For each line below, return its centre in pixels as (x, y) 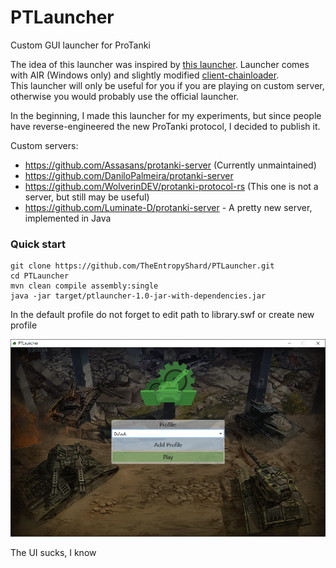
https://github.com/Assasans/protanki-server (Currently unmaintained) (170, 165)
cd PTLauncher (40, 276)
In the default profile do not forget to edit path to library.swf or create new (162, 315)
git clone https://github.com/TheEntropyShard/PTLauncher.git (142, 266)
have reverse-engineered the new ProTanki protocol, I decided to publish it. (165, 126)
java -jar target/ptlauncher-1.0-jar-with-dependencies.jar (138, 296)
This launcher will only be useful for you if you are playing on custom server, (167, 85)
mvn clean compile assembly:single (84, 286)
